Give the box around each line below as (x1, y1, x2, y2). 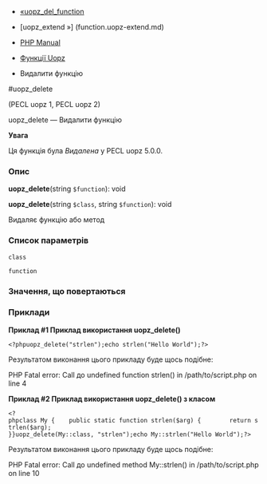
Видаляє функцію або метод (8, 215, 105, 224)
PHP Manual (19, 38, 61, 47)
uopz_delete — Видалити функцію (8, 115, 122, 125)
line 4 (8, 379, 27, 388)
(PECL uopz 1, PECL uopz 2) (8, 100, 101, 109)
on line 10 (8, 468, 40, 478)
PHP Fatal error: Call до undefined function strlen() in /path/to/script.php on (8, 370, 257, 379)
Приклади (8, 307, 50, 318)
